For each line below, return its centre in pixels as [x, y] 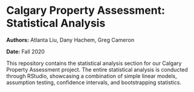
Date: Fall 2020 [26, 51]
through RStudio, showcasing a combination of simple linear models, [92, 76]
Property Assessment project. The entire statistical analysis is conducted [97, 69]
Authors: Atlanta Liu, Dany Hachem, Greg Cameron [70, 40]
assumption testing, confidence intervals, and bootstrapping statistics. [94, 82]
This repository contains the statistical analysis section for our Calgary [94, 63]
